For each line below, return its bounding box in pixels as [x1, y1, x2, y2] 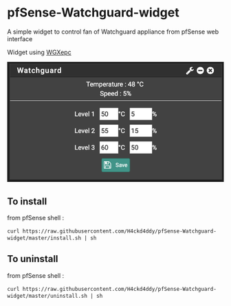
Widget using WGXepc [7, 48, 71, 56]
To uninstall [7, 253, 58, 265]
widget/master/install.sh [7, 235, 81, 242]
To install [7, 196, 47, 207]
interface [7, 34, 33, 43]
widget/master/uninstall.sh [7, 292, 88, 299]
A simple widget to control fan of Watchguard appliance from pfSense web [7, 27, 219, 36]
